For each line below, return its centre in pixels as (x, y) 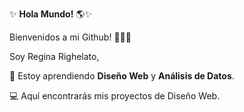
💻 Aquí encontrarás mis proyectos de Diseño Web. (115, 96)
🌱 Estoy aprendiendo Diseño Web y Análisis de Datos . (122, 76)
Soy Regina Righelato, (54, 56)
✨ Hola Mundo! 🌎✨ (50, 14)
